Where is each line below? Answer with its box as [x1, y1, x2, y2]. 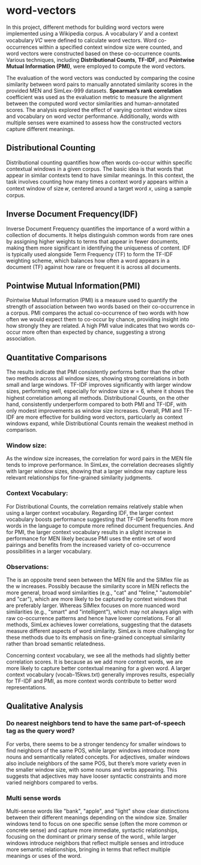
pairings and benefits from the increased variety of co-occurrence [6, 541, 171, 548]
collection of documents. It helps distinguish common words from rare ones [6, 231, 194, 238]
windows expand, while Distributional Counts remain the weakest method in [6, 420, 194, 427]
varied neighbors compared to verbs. [6, 778, 98, 786]
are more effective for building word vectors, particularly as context [16, 413, 183, 421]
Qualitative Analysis [6, 701, 83, 712]
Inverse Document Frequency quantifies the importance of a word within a [6, 225, 190, 232]
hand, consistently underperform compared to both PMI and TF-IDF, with [6, 401, 187, 408]
